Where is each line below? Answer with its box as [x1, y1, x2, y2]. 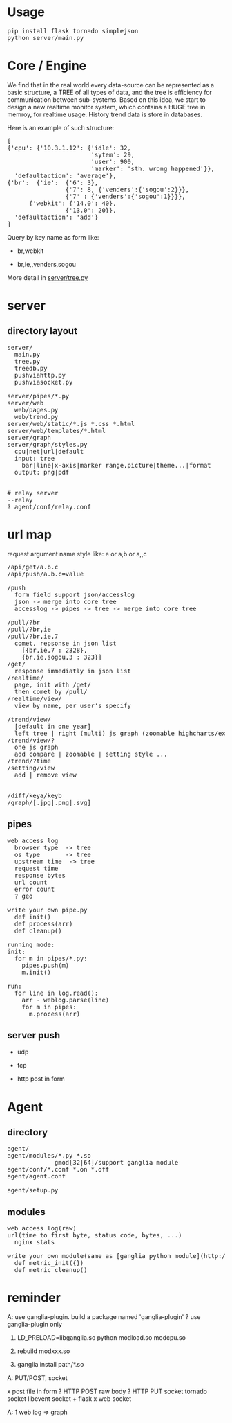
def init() [14, 912, 52, 921]
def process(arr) [14, 919, 73, 928]
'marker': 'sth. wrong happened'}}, [90, 164, 215, 173]
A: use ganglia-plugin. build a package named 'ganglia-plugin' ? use [7, 1313, 201, 1321]
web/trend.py [14, 413, 59, 421]
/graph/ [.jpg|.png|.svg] [7, 798, 91, 806]
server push [7, 1029, 61, 1041]
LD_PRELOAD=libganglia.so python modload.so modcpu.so [17, 1334, 186, 1342]
